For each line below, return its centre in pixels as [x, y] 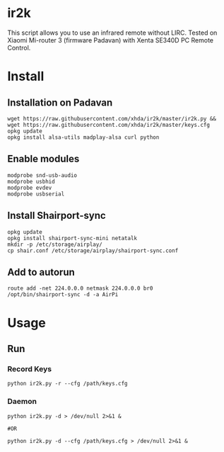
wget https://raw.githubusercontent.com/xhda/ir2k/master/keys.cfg [109, 125]
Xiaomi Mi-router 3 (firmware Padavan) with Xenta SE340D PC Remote [111, 40]
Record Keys [29, 368]
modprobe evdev [30, 188]
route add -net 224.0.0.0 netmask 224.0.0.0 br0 [80, 288]
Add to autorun [41, 272]
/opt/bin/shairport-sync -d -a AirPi [63, 295]
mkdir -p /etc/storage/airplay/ [55, 244]
